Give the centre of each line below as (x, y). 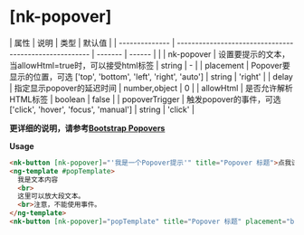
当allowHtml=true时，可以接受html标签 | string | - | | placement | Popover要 (150, 65)
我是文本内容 (38, 179)
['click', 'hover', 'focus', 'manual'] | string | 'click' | (102, 109)
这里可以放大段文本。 (52, 196)
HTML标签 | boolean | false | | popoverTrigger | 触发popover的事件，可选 (145, 99)
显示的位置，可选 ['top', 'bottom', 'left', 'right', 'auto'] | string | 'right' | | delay (152, 76)
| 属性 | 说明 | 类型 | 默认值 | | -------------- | (92, 42)
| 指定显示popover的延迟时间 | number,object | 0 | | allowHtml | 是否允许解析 (151, 88)
